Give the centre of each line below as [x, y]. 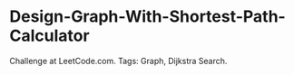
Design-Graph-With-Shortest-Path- [147, 17]
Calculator [49, 36]
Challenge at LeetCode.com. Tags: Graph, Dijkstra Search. [118, 61]
